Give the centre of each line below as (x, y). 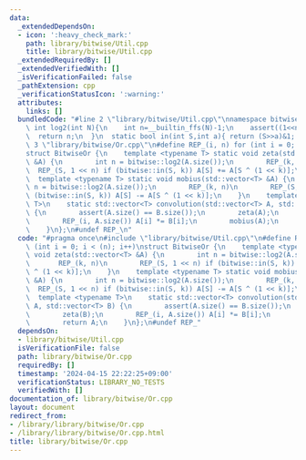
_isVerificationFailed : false (75, 77)
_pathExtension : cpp (56, 86)
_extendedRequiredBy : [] (65, 60)
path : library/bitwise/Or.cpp (75, 356)
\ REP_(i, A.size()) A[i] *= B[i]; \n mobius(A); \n (153, 221)
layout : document (42, 408)
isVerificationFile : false (69, 348)
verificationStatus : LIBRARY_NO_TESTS (92, 382)
